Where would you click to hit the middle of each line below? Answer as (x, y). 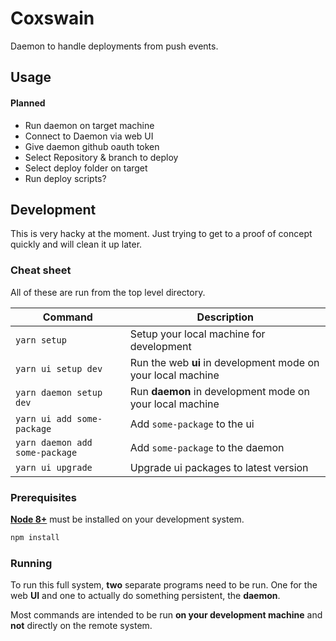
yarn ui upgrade (54, 467)
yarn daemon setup (59, 392)
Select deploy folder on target (86, 168)
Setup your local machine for (197, 334)
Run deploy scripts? (65, 178)
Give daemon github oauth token (92, 146)
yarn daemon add (54, 442)
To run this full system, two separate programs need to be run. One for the (164, 585)
